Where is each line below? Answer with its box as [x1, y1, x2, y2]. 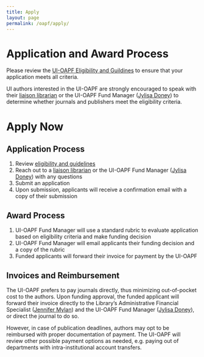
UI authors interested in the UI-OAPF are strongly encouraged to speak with [6, 85, 197, 92]
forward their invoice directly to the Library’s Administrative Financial [6, 299, 178, 306]
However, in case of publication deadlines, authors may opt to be [6, 324, 169, 331]
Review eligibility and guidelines [15, 160, 96, 167]
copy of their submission [15, 193, 78, 200]
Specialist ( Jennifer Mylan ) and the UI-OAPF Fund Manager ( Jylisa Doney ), [6, 306, 195, 313]
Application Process [6, 144, 85, 154]
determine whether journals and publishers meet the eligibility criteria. [6, 98, 183, 106]
